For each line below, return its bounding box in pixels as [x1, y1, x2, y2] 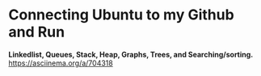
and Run [8, 23, 65, 41]
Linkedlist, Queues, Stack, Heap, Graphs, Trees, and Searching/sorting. [8, 49, 254, 59]
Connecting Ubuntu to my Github [8, 6, 234, 24]
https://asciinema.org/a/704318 [8, 58, 113, 68]
